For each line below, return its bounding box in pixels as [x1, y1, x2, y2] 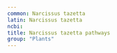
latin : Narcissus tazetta [7, 17, 82, 23]
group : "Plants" [7, 36, 54, 43]
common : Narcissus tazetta [7, 10, 86, 17]
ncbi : [7, 23, 23, 30]
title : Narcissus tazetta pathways [7, 29, 111, 36]
